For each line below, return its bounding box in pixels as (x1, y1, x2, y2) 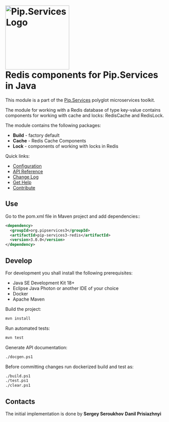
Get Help (12, 179, 32, 185)
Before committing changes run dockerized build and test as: (5, 364, 134, 370)
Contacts (5, 397, 36, 406)
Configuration (12, 163, 42, 169)
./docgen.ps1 (5, 354, 33, 360)
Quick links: (5, 153, 30, 159)
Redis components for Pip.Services (5, 69, 158, 81)
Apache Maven (12, 296, 45, 302)
